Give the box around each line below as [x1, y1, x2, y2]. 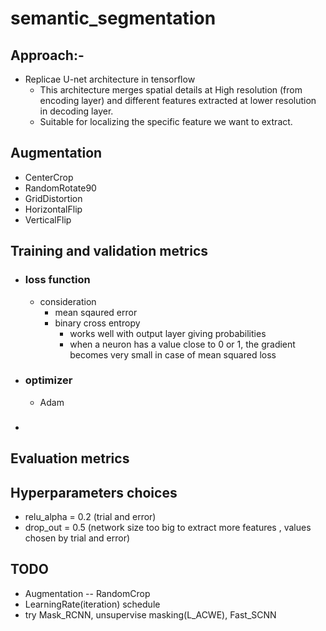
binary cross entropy [54, 317, 141, 329]
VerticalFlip [24, 213, 72, 226]
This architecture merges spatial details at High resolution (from [39, 84, 303, 96]
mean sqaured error [54, 306, 138, 318]
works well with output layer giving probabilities [69, 327, 267, 339]
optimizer [24, 373, 73, 387]
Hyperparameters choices [10, 484, 178, 501]
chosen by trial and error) [24, 532, 131, 544]
